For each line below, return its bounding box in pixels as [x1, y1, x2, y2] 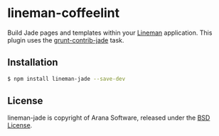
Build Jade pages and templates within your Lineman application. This [7, 28, 213, 37]
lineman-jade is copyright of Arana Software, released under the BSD [7, 113, 210, 122]
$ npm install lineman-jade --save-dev [7, 75, 126, 82]
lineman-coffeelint [7, 5, 120, 21]
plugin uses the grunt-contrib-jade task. [7, 35, 124, 44]
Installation [7, 57, 58, 69]
